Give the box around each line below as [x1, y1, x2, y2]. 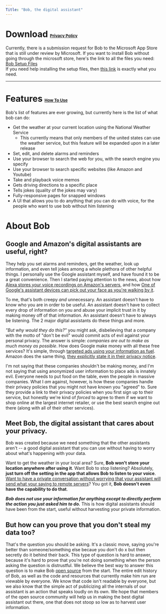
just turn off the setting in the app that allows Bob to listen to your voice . [5, 470, 156, 477]
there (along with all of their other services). [5, 405, 95, 410]
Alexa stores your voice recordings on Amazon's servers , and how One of [5, 282, 156, 287]
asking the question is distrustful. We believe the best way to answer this [5, 563, 154, 569]
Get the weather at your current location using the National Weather [12, 124, 151, 130]
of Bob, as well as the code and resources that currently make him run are [5, 573, 156, 579]
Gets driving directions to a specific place [12, 182, 98, 188]
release [20, 145, 35, 151]
